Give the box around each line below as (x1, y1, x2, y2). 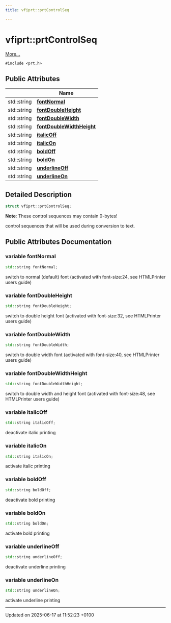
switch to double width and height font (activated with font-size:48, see (5, 391, 155, 397)
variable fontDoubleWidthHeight (5, 369, 88, 377)
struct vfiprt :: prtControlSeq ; (5, 204, 72, 209)
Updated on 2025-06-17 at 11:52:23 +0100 (5, 612, 94, 618)
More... (5, 51, 20, 57)
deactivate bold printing (5, 496, 55, 503)
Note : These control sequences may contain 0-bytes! (5, 213, 118, 219)
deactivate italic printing (5, 430, 56, 436)
